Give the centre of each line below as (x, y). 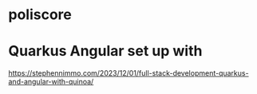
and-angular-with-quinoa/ (51, 82)
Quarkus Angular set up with (105, 51)
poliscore (40, 15)
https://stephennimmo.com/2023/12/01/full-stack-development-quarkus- (128, 73)
